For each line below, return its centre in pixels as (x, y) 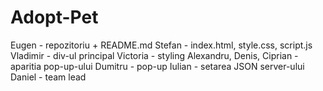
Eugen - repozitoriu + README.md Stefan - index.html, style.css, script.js (161, 45)
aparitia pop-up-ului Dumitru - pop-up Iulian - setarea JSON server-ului (157, 66)
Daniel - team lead (48, 77)
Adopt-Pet (54, 17)
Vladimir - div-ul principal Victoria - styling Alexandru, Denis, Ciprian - (154, 55)
